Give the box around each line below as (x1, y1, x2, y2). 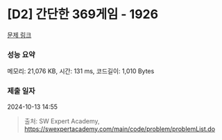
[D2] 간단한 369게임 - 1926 (7, 6, 158, 22)
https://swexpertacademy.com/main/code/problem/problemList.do (24, 125, 216, 133)
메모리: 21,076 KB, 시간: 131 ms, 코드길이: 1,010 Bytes (7, 67, 155, 75)
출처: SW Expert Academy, (24, 116, 100, 125)
